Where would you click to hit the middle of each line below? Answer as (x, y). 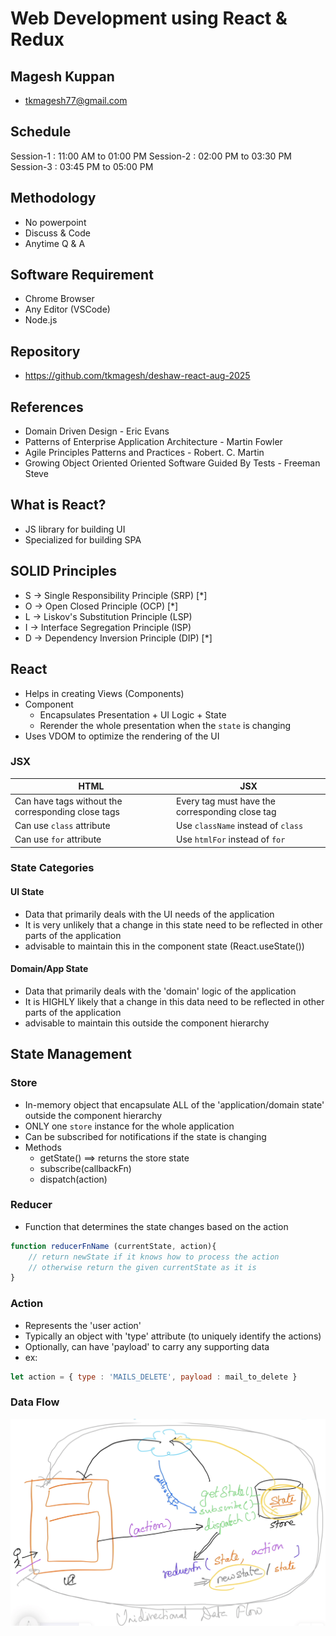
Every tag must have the (225, 801)
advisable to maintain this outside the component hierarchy (147, 1023)
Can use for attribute (58, 839)
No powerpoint (55, 222)
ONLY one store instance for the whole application (129, 1126)
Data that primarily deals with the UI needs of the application (149, 914)
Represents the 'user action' (83, 1325)
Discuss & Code (57, 233)
